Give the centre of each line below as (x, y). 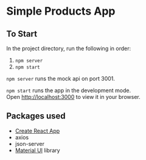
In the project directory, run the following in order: (69, 48)
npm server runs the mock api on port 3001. (61, 78)
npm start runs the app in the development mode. (69, 90)
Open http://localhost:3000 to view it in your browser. (74, 97)
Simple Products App (61, 11)
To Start (22, 34)
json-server (30, 144)
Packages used (36, 116)
